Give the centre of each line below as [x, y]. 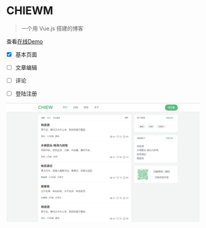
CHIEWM [30, 11]
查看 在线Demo [25, 41]
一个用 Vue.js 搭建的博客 [52, 28]
